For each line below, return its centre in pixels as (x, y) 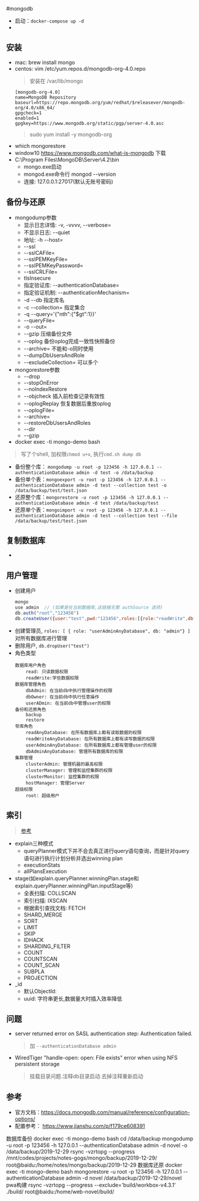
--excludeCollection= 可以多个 (61, 362)
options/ (25, 1119)
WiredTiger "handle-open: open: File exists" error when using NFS (96, 1058)
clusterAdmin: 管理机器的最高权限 (64, 764)
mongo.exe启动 (42, 166)
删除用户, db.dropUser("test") (52, 645)
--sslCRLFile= (41, 271)
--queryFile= (39, 320)
